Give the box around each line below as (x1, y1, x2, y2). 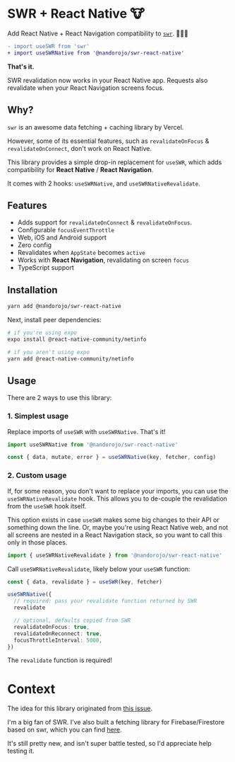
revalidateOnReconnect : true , (13, 630, 102, 637)
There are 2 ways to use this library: (7, 394, 112, 402)
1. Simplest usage (7, 411, 69, 421)
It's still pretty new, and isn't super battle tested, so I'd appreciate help (7, 739, 212, 748)
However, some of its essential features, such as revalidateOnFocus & (7, 137, 210, 145)
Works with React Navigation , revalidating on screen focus (17, 256, 189, 264)
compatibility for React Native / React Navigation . (7, 165, 154, 174)
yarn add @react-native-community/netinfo (7, 355, 134, 363)
